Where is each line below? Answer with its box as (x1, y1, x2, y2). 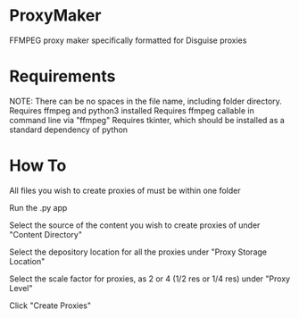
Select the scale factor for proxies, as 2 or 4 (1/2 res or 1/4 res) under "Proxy (9, 273, 291, 284)
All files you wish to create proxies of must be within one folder (9, 185, 241, 196)
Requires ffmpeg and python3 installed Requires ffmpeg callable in (9, 105, 254, 116)
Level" (9, 282, 33, 293)
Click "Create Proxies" (9, 300, 92, 311)
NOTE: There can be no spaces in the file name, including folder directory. (9, 96, 283, 106)
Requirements (9, 66, 116, 87)
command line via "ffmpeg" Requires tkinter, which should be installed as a (9, 114, 286, 125)
